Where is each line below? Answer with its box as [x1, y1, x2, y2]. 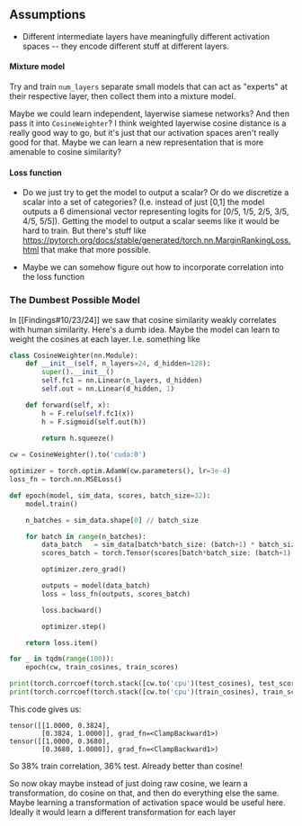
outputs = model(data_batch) [41, 581, 151, 590]
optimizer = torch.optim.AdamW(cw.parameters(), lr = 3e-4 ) [9, 467, 231, 476]
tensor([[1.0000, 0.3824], [9, 721, 111, 730]
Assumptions [9, 7, 86, 22]
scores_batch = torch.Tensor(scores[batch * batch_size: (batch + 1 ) [41, 549, 292, 558]
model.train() [25, 499, 78, 508]
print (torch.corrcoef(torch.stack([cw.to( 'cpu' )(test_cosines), [9, 679, 255, 688]
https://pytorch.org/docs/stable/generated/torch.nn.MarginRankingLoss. [22, 235, 291, 246]
